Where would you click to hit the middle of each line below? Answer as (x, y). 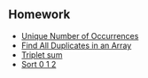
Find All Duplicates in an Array (76, 45)
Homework (39, 15)
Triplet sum (42, 55)
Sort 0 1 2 (39, 64)
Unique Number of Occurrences (80, 35)
